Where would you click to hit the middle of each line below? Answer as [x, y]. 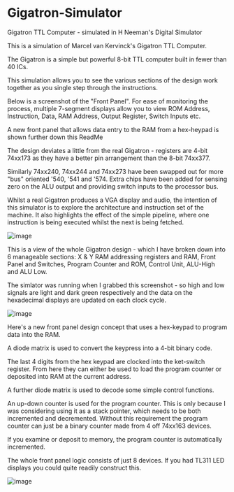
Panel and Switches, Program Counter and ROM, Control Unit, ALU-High [111, 264]
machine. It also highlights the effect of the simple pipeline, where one [108, 215]
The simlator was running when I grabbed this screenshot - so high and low [116, 285]
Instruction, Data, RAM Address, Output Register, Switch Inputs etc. [104, 116]
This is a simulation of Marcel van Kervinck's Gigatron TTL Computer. [107, 45]
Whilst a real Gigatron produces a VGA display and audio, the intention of [112, 200]
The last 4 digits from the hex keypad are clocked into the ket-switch [106, 361]
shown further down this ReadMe [55, 137]
